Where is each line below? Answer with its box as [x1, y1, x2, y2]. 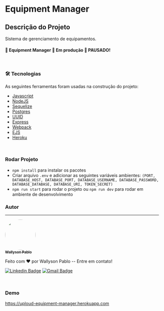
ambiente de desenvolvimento [12, 191, 73, 197]
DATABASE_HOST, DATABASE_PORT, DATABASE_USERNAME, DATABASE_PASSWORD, [12, 178, 159, 182]
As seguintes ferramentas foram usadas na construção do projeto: [5, 83, 139, 89]
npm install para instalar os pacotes [12, 167, 86, 173]
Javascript [12, 93, 34, 99]
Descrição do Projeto [5, 23, 70, 31]
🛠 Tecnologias [5, 70, 41, 77]
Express [12, 119, 29, 125]
